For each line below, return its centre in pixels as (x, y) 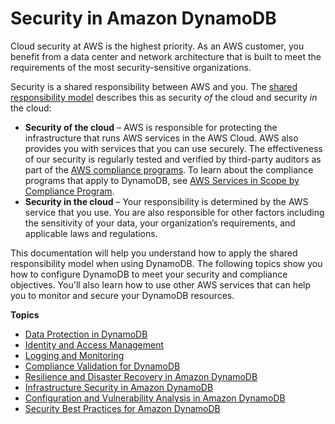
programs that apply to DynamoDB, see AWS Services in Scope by (162, 180)
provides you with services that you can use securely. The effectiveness (173, 148)
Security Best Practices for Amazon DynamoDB (122, 408)
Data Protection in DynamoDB (86, 334)
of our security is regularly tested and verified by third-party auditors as (173, 159)
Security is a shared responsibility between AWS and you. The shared (154, 86)
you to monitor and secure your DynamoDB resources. (122, 295)
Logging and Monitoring (74, 355)
